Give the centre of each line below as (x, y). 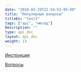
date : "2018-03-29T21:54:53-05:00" (41, 9)
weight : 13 (16, 41)
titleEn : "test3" (22, 18)
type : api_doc (19, 32)
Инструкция (17, 55)
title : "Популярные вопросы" (34, 14)
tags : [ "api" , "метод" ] (29, 23)
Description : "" (21, 28)
